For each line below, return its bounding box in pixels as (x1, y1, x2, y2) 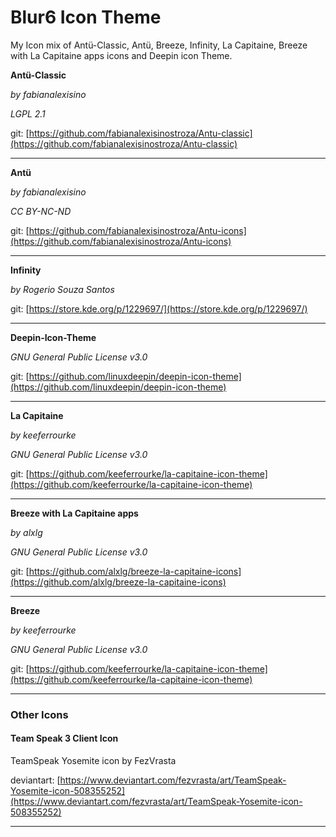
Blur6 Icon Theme (10, 6, 162, 29)
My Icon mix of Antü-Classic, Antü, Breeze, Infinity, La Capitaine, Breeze (10, 39, 308, 51)
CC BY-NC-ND (10, 205, 72, 217)
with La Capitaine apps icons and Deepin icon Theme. (10, 49, 233, 61)
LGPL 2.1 (10, 107, 46, 120)
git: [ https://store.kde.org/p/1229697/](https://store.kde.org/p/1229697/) (10, 302, 308, 315)
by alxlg (10, 526, 43, 538)
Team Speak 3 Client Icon (10, 732, 119, 745)
